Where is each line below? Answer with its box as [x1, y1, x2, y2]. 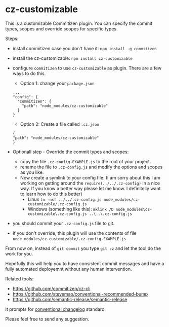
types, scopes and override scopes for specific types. [5, 25, 118, 31]
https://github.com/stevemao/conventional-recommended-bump [12, 290, 148, 297]
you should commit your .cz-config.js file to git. [12, 220, 115, 226]
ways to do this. [12, 70, 46, 77]
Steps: [5, 35, 19, 42]
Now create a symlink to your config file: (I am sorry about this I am [20, 174, 160, 180]
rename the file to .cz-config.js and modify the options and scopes [20, 164, 163, 170]
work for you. [5, 250, 33, 257]
